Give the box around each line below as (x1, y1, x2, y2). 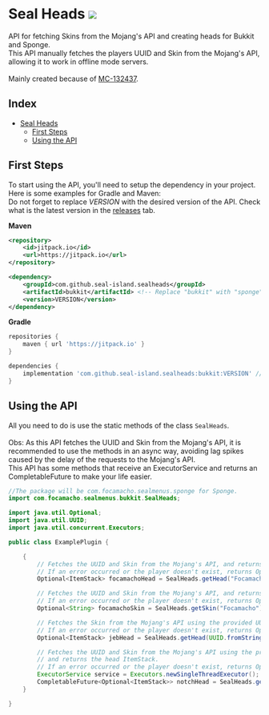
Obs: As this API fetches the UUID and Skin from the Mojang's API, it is (8, 437, 242, 447)
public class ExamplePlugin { (8, 538, 110, 546)
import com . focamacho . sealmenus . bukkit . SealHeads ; (8, 494, 181, 503)
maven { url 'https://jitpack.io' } (22, 340, 146, 348)
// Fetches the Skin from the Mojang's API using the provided (37, 618, 252, 627)
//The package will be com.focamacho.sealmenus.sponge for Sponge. (8, 487, 239, 495)
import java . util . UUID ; (8, 516, 88, 524)
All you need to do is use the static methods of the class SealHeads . (8, 420, 230, 430)
